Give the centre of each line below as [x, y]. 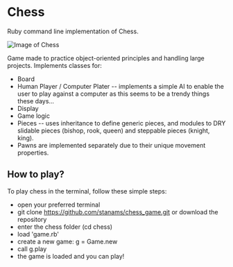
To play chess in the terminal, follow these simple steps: [87, 191]
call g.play [32, 249]
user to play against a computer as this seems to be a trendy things [113, 94]
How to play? [36, 174]
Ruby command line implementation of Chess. [73, 31]
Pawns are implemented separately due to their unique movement [111, 145]
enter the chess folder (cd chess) [65, 227]
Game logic [34, 116]
